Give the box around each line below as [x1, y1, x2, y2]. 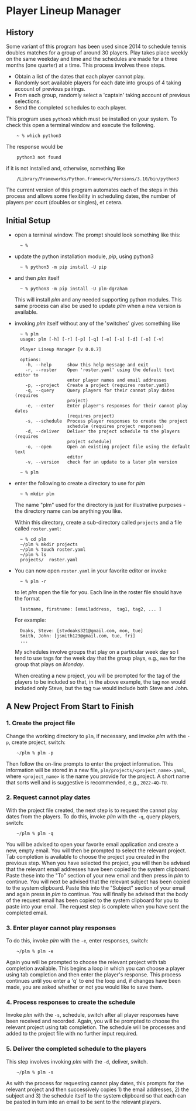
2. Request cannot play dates [6, 793, 91, 801]
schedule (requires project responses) [67, 423, 164, 429]
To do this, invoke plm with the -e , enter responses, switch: [6, 937, 149, 944]
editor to [14, 372, 39, 378]
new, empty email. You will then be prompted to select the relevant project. [6, 847, 187, 854]
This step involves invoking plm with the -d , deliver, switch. [6, 1058, 148, 1065]
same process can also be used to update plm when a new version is [14, 302, 181, 309]
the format [14, 595, 40, 602]
